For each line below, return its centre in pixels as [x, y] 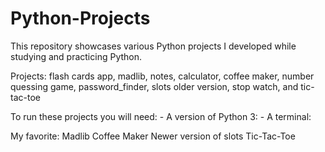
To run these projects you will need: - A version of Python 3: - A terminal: [161, 116]
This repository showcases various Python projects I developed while [153, 46]
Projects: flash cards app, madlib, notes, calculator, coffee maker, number [162, 76]
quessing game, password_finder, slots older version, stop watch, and [154, 86]
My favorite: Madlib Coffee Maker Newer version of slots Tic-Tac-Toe [153, 136]
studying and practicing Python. [76, 56]
